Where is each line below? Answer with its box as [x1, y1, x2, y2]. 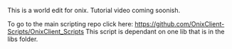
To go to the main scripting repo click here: [7, 20, 134, 28]
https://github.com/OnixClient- [135, 20, 225, 28]
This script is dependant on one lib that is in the [85, 28, 225, 36]
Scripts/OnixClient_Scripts [7, 28, 84, 36]
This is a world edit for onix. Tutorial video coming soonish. [7, 6, 181, 14]
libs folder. [7, 35, 38, 43]
